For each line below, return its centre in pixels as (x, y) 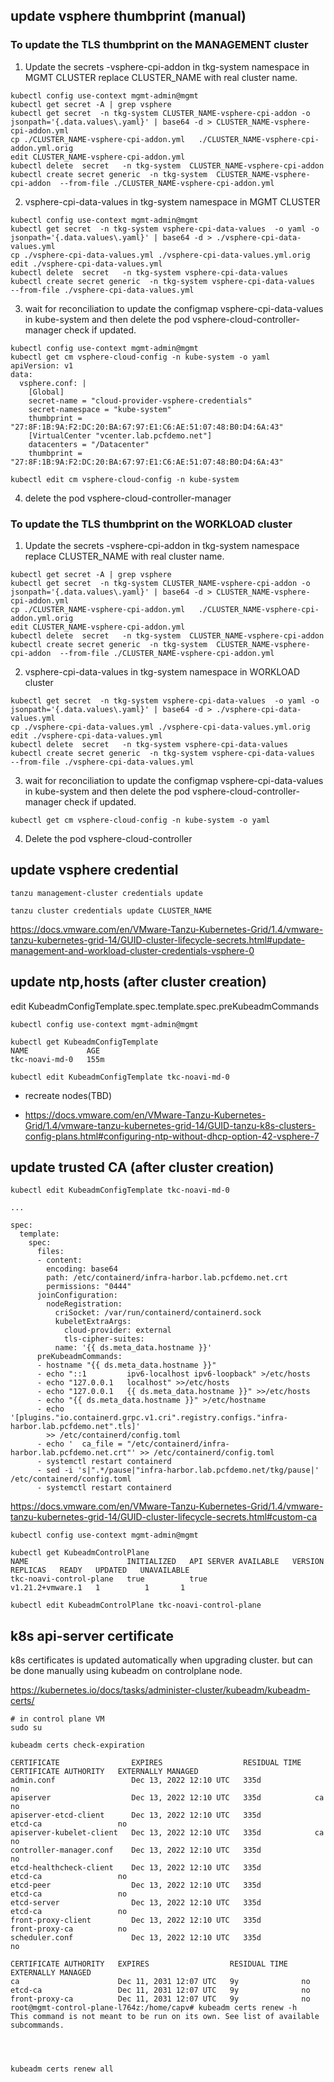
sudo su (26, 1728)
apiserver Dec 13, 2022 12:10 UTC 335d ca (167, 1798)
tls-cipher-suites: (104, 1339)
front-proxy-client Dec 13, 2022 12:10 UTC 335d (136, 1920)
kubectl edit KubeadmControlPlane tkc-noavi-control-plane (136, 1605)
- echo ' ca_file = (79, 1444)
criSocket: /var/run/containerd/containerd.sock (158, 1313)
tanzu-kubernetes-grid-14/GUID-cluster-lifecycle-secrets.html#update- (158, 940)
